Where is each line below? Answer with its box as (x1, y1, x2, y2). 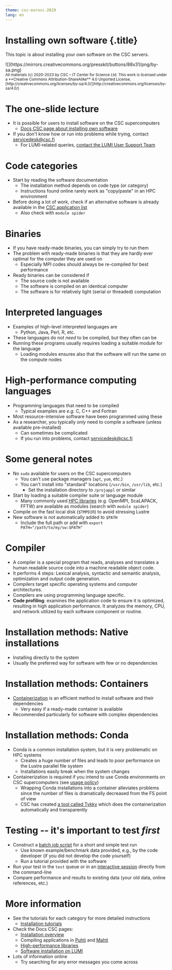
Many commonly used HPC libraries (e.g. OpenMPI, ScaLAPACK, (20, 498, 158, 504)
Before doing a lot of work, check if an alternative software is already (12, 199, 159, 205)
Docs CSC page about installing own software (20, 126, 118, 132)
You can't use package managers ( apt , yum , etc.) (20, 476, 123, 482)
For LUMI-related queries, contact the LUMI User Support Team (20, 142, 156, 148)
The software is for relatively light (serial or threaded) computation (20, 289, 161, 295)
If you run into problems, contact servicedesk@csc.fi (20, 436, 133, 442)
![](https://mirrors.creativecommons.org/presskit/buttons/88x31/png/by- (5, 61, 159, 67)
